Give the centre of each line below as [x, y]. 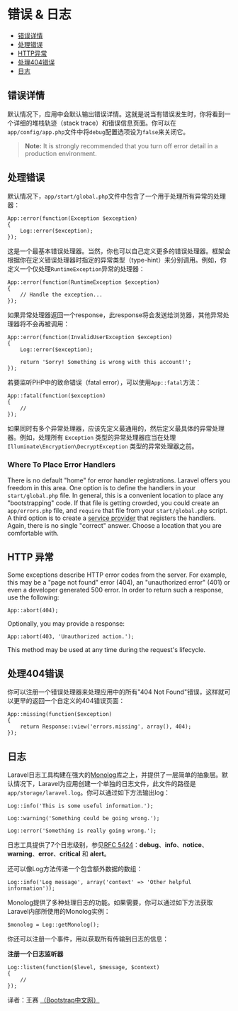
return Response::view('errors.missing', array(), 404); [106, 727]
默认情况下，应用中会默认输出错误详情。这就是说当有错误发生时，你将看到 [116, 114]
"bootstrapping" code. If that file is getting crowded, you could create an [113, 503]
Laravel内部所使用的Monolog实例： [59, 912]
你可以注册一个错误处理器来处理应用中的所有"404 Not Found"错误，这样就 [116, 692]
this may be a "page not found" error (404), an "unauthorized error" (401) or [119, 582]
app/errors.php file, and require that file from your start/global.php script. [118, 510]
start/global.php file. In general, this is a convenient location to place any [115, 495]
